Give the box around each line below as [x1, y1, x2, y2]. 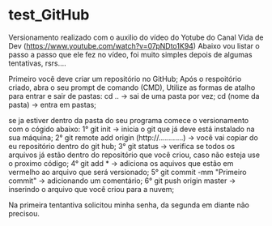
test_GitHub [8, 6, 90, 24]
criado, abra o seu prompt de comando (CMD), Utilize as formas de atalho [8, 83, 256, 92]
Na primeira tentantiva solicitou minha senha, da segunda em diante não [8, 200, 249, 210]
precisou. [8, 208, 40, 218]
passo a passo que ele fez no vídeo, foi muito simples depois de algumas [8, 49, 253, 59]
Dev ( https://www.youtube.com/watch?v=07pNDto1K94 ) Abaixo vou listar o [8, 41, 261, 50]
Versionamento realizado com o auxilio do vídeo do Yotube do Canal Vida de [8, 32, 264, 42]
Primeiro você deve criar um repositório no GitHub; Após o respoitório [8, 74, 242, 83]
